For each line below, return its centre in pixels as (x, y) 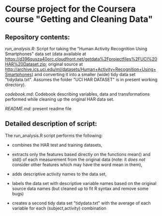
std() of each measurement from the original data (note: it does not (79, 159)
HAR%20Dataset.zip (25, 64)
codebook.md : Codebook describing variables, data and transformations (77, 94)
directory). (15, 85)
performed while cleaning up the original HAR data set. (60, 99)
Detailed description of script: (51, 124)
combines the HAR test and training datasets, (57, 145)
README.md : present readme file (38, 108)
